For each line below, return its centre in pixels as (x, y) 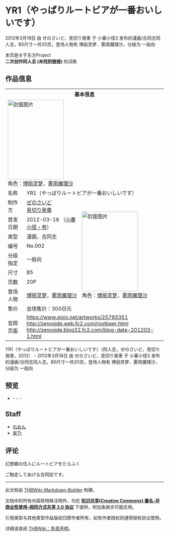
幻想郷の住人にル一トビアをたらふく (43, 464)
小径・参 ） (39, 227)
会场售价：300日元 (49, 308)
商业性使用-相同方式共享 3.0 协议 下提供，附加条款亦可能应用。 (71, 507)
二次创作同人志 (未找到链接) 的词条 (41, 61)
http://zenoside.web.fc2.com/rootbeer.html (77, 323)
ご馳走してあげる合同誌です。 (36, 475)
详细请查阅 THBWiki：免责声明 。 (39, 528)
